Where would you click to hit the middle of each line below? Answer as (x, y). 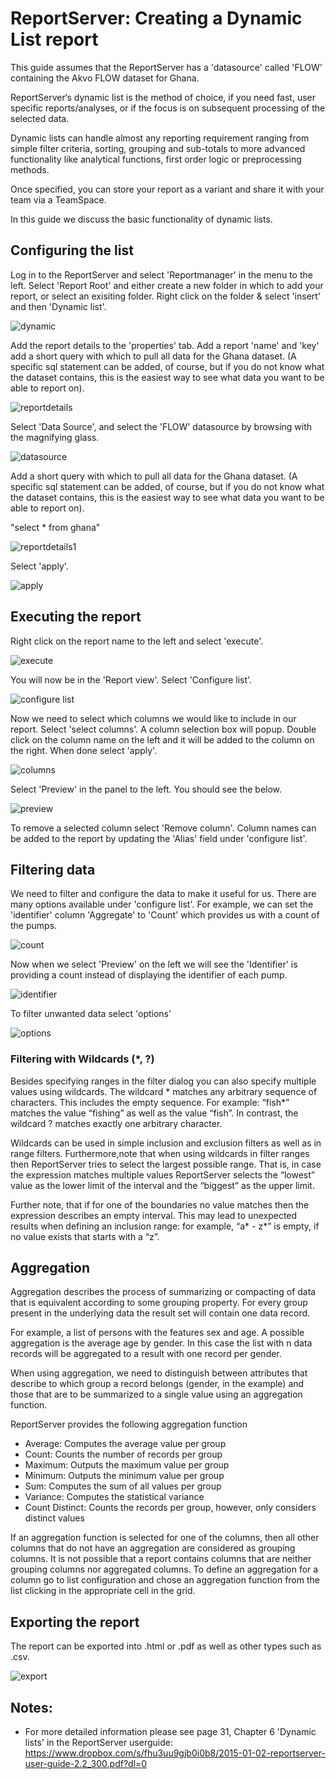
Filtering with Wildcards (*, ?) (82, 1059)
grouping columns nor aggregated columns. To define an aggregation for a (164, 1569)
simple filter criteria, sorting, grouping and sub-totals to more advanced (158, 148)
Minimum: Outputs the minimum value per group (124, 1476)
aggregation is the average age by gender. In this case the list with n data (161, 1343)
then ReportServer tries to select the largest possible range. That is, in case (166, 1164)
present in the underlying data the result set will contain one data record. (160, 1313)
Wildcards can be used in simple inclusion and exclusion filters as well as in (166, 1143)
